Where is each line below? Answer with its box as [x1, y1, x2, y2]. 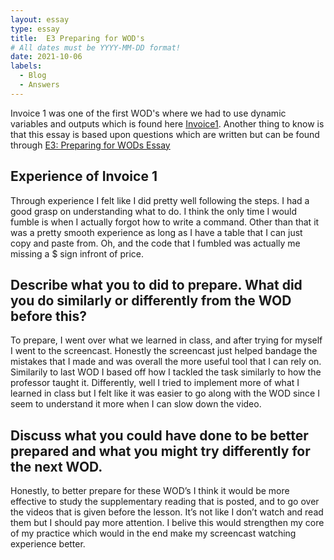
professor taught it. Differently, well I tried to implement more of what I [10, 377, 300, 389]
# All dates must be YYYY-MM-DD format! [10, 42, 182, 53]
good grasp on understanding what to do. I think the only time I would [10, 205, 298, 217]
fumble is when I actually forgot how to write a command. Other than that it [10, 216, 320, 228]
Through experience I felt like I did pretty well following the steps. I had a [10, 194, 310, 206]
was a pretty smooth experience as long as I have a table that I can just [10, 226, 303, 238]
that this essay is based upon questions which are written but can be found [10, 128, 320, 140]
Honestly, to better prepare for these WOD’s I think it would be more [10, 485, 290, 497]
